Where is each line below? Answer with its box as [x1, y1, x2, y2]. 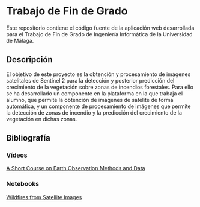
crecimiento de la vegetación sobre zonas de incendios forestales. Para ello [6, 83, 194, 91]
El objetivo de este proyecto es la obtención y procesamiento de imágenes [6, 71, 191, 78]
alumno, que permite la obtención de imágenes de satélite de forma [6, 96, 174, 103]
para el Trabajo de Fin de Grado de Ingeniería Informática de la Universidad [6, 30, 193, 37]
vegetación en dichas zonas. [6, 115, 77, 123]
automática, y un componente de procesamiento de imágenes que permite [6, 103, 191, 110]
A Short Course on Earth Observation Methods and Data [6, 165, 145, 172]
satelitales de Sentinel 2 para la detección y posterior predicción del [6, 77, 175, 84]
